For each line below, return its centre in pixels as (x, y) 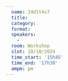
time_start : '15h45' (37, 57)
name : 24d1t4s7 (31, 12)
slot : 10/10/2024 (33, 52)
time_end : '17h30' (35, 63)
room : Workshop (31, 46)
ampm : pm (22, 69)
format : (21, 29)
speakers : (24, 35)
